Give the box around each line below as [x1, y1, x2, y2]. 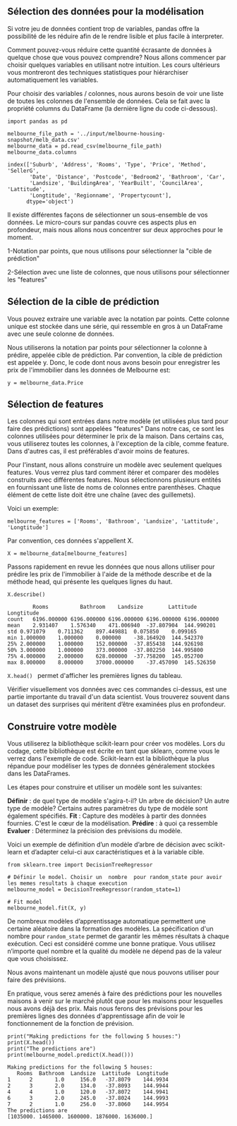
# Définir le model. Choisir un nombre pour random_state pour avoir [7, 874, 222, 881]
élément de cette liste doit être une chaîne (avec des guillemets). [7, 490, 196, 500]
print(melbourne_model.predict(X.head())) [7, 1051, 134, 1059]
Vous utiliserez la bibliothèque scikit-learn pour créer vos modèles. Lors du [7, 739, 226, 748]
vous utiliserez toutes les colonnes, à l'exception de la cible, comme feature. [7, 440, 229, 448]
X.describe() [7, 591, 46, 598]
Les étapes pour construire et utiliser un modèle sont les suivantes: [7, 783, 202, 792]
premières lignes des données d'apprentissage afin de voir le [7, 1012, 186, 1020]
